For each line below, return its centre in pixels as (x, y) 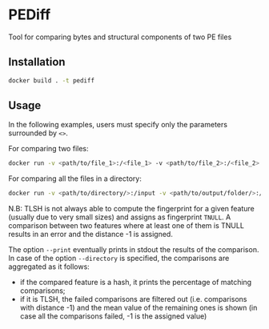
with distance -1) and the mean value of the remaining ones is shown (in (139, 308)
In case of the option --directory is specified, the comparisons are (119, 259)
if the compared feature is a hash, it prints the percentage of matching (136, 283)
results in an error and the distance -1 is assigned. (91, 235)
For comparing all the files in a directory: (75, 179)
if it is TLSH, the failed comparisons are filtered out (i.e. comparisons (133, 299)
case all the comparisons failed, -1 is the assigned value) (113, 316)
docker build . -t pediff (51, 80)
